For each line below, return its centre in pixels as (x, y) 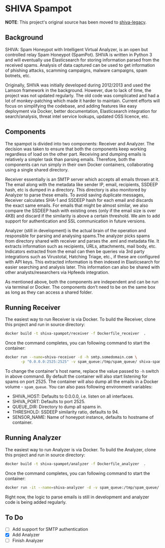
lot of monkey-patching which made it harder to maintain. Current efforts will (82, 101)
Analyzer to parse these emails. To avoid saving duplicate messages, (75, 195)
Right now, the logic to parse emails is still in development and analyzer (77, 497)
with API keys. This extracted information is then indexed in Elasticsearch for (82, 262)
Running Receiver (33, 307)
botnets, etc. (18, 75)
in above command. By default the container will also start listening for (76, 376)
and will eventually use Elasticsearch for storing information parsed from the (82, 60)
